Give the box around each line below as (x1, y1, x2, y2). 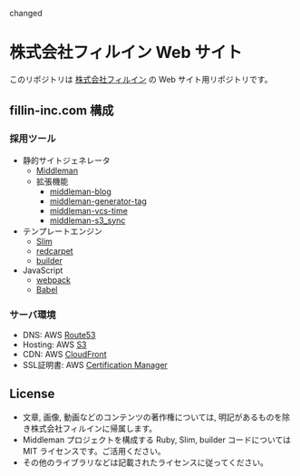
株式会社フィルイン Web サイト (9, 43, 243, 63)
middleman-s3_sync (49, 215, 126, 226)
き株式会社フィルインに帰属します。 (22, 423, 158, 433)
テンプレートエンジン (22, 226, 102, 237)
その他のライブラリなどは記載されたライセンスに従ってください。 (22, 457, 269, 468)
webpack (35, 274, 71, 285)
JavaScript (22, 265, 63, 276)
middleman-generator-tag (49, 195, 147, 207)
